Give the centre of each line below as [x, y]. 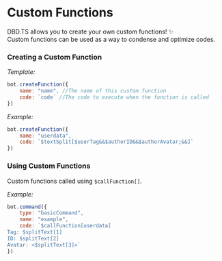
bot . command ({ [27, 207]
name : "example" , [44, 220]
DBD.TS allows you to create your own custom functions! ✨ [91, 32]
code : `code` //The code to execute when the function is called [114, 97]
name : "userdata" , [45, 136]
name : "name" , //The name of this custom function [93, 91]
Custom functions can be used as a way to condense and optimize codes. [111, 39]
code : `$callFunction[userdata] [65, 226]
